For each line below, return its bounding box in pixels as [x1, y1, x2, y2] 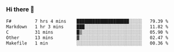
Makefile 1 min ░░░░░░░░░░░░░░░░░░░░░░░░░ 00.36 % [6, 40, 168, 46]
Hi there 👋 [6, 5, 35, 13]
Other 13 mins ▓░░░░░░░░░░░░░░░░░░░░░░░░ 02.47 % [6, 34, 168, 40]
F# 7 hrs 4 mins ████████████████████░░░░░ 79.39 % [6, 19, 168, 25]
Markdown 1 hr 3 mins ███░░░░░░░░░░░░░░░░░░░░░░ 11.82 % [6, 24, 168, 30]
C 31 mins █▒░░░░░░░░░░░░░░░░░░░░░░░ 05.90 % [6, 29, 168, 36]
